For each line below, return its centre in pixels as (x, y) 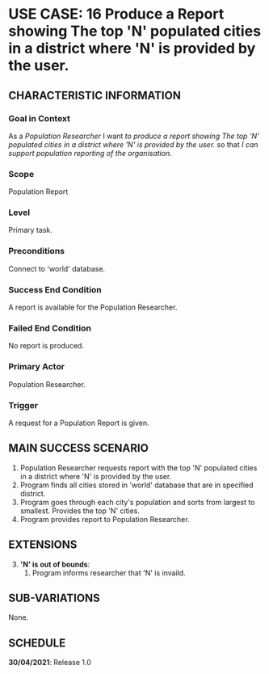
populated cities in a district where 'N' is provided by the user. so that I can (133, 144)
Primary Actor (36, 367)
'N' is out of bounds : (55, 564)
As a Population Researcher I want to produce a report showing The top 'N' (134, 136)
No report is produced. (46, 346)
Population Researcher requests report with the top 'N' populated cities (139, 468)
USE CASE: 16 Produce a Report (116, 14)
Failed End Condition (50, 328)
